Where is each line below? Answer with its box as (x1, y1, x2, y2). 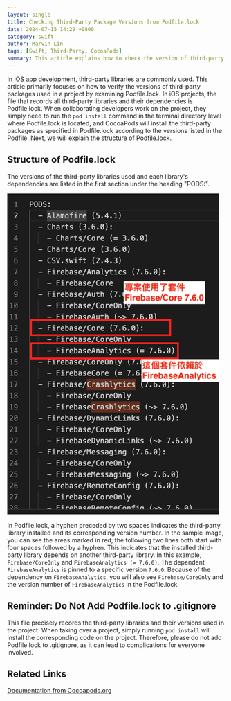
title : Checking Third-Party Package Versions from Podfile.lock (7, 18, 199, 26)
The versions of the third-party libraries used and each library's (7, 172, 189, 180)
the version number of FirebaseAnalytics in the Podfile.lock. (7, 580, 180, 588)
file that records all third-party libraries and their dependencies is (7, 97, 193, 105)
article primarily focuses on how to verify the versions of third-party (7, 82, 201, 90)
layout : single (7, 11, 51, 18)
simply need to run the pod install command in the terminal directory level (7, 112, 222, 120)
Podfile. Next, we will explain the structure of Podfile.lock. (7, 134, 172, 142)
